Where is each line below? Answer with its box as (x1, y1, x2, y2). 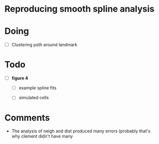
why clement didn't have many (11, 133, 73, 139)
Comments (4, 112, 50, 123)
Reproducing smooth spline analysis (4, 3, 155, 15)
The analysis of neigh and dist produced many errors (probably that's (11, 128, 151, 134)
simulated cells (18, 95, 49, 101)
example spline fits (18, 85, 57, 91)
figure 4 (11, 75, 29, 81)
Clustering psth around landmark (11, 42, 78, 48)
